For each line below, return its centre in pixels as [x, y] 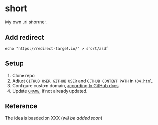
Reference [21, 106]
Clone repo [23, 75]
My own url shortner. [26, 22]
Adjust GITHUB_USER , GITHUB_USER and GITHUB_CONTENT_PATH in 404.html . [83, 81]
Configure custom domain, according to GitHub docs [65, 85]
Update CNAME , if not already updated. [50, 91]
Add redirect [24, 37]
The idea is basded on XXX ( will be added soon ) [54, 118]
